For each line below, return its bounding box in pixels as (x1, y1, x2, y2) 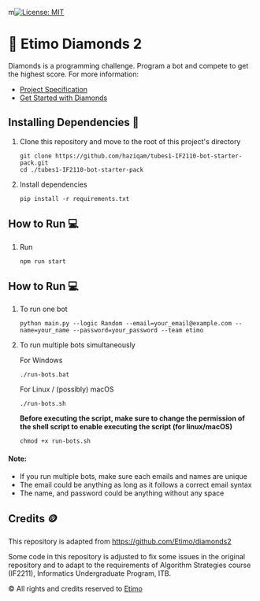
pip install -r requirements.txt (19, 195, 130, 202)
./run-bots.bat (19, 371, 70, 379)
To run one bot (19, 304, 69, 314)
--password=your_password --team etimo (72, 327, 204, 335)
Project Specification (19, 84, 88, 94)
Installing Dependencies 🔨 (8, 116, 139, 129)
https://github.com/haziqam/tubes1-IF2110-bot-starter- (54, 152, 243, 160)
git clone (19, 152, 53, 160)
